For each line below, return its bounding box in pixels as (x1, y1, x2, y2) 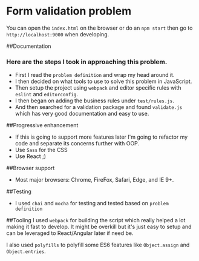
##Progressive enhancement (6, 122, 79, 129)
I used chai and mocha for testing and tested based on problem (15, 200, 169, 207)
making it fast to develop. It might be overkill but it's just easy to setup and (6, 223, 192, 231)
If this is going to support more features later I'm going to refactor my (15, 133, 188, 140)
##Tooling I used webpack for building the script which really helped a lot (6, 217, 186, 224)
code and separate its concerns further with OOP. (15, 140, 140, 147)
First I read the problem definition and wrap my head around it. (15, 71, 175, 79)
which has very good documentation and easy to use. (15, 110, 149, 117)
